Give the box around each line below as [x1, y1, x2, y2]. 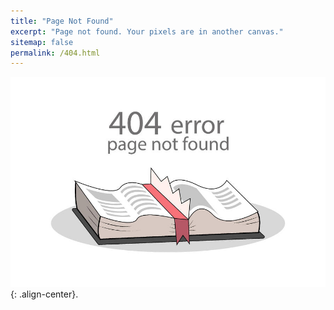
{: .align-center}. [10, 288, 79, 300]
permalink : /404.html [10, 48, 101, 58]
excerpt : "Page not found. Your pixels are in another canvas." [10, 26, 284, 37]
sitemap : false [10, 37, 74, 47]
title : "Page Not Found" [10, 16, 114, 26]
